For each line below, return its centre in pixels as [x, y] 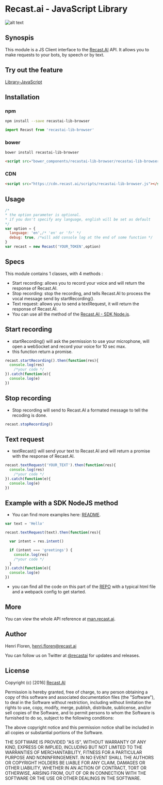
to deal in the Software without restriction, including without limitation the [78, 702]
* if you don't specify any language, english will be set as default [78, 219]
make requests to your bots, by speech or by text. [55, 55]
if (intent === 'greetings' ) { [41, 550]
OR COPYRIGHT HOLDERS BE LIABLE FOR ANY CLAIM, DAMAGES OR [75, 763]
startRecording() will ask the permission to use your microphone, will [81, 341]
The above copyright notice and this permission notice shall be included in [79, 727]
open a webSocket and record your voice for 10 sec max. [69, 346]
